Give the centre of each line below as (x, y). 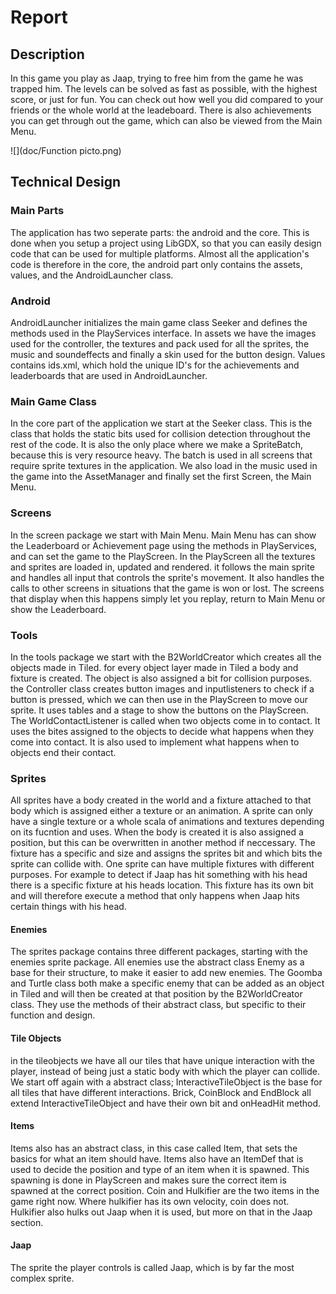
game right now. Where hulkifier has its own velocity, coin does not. (150, 1201)
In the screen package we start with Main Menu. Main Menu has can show (163, 535)
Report (39, 17)
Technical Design (65, 182)
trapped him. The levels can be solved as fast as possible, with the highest (164, 89)
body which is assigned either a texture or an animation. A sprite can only (161, 811)
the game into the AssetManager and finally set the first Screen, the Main (161, 477)
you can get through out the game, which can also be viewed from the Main (166, 120)
